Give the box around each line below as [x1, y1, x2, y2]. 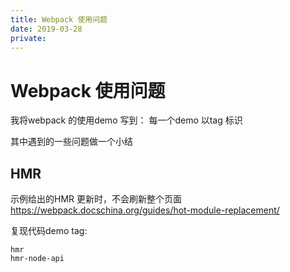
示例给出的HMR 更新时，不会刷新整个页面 [10, 193, 182, 205]
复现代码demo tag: [10, 225, 88, 237]
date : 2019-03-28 [10, 24, 83, 34]
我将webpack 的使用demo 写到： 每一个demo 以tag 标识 [10, 114, 243, 126]
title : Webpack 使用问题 [10, 14, 108, 25]
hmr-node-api [10, 254, 65, 264]
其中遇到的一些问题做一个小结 [10, 136, 133, 148]
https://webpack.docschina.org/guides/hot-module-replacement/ [10, 204, 280, 216]
